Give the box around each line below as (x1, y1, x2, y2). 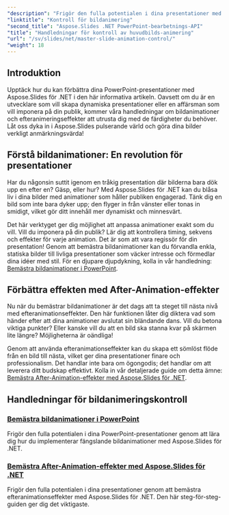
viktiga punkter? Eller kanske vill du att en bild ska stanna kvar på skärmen (7, 324, 217, 333)
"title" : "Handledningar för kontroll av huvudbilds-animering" (7, 29, 194, 36)
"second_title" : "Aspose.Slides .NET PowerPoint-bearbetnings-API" (7, 23, 204, 29)
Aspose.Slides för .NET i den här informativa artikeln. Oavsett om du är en (7, 93, 215, 101)
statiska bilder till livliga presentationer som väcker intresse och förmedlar (7, 250, 215, 258)
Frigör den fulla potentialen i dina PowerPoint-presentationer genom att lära (7, 430, 220, 438)
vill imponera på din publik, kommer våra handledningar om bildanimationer (7, 107, 219, 115)
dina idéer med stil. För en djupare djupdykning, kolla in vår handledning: (7, 256, 212, 265)
